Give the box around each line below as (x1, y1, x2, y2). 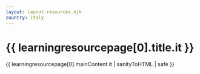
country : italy (5, 15, 44, 21)
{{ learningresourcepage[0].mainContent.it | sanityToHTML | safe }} (5, 61, 175, 68)
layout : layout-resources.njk (5, 8, 82, 15)
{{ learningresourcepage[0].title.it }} (5, 41, 195, 55)
